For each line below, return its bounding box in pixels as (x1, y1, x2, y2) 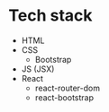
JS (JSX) (21, 64, 55, 74)
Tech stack (8, 5, 93, 26)
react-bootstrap (34, 91, 95, 103)
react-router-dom (34, 82, 101, 93)
